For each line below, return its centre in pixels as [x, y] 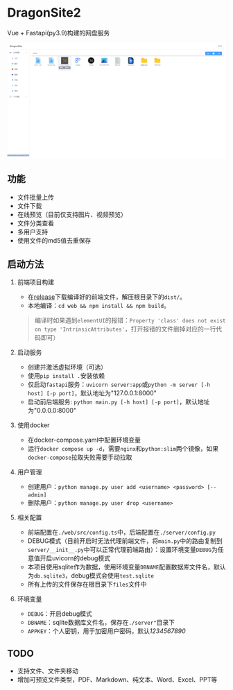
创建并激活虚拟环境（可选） [67, 367]
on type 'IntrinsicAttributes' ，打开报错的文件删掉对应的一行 [125, 329]
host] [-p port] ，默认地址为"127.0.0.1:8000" [92, 393]
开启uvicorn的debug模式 [75, 558]
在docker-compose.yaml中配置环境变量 [84, 440]
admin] [37, 495]
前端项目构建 [35, 282]
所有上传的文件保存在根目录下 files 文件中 [87, 585]
